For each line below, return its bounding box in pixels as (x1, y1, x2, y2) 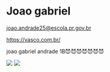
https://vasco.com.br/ (6, 36, 61, 43)
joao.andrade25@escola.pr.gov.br (6, 24, 92, 31)
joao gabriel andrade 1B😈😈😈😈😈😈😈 (6, 47, 105, 55)
